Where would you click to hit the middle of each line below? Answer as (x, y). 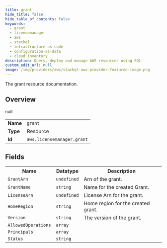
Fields (15, 157)
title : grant (19, 10)
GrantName (19, 187)
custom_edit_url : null (29, 65)
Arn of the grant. (103, 179)
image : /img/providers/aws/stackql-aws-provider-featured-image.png (78, 70)
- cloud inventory (29, 56)
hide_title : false (24, 14)
